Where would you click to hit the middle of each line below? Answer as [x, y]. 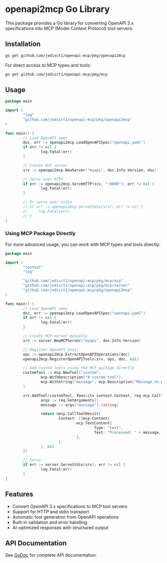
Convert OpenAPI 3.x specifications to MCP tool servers [70, 506]
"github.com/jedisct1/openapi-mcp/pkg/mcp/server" [77, 286]
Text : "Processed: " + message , [128, 432]
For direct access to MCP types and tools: [48, 65]
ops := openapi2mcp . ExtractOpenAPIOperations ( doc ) [77, 354]
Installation [23, 44]
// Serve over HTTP [43, 179]
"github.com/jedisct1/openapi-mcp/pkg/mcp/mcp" [73, 281]
